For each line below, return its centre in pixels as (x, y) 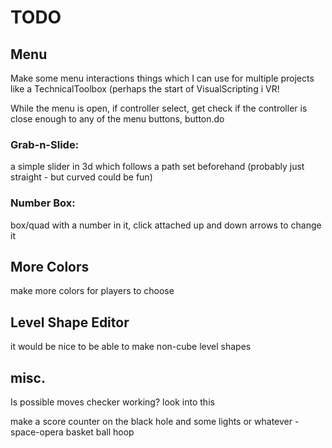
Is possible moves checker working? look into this (112, 402)
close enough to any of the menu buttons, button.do (117, 119)
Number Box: (43, 203)
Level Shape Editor (70, 322)
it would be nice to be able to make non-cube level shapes (131, 347)
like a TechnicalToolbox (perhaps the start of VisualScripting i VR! (145, 89)
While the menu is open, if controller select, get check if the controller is (159, 108)
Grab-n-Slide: (45, 144)
